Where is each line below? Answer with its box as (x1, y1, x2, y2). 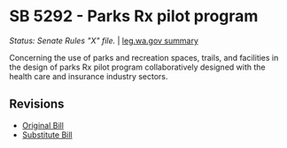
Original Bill (21, 120, 65, 130)
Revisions (9, 97, 65, 112)
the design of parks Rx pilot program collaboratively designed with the (9, 62, 266, 72)
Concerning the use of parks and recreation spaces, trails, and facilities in (9, 52, 279, 63)
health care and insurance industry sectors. (9, 70, 168, 81)
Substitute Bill (21, 129, 73, 140)
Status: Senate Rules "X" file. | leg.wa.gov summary (9, 35, 199, 46)
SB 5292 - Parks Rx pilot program (9, 6, 259, 26)
